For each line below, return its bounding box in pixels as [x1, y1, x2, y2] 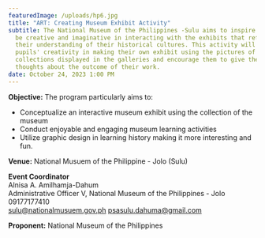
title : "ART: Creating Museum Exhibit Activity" [8, 19, 171, 27]
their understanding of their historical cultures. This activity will [15, 41, 256, 49]
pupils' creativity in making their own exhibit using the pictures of [15, 48, 256, 56]
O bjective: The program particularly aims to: [8, 92, 154, 101]
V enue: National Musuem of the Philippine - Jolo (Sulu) [8, 156, 188, 166]
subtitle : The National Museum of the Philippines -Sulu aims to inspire [8, 26, 256, 34]
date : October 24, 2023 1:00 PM [8, 70, 114, 78]
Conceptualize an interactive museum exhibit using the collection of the [19, 108, 253, 117]
